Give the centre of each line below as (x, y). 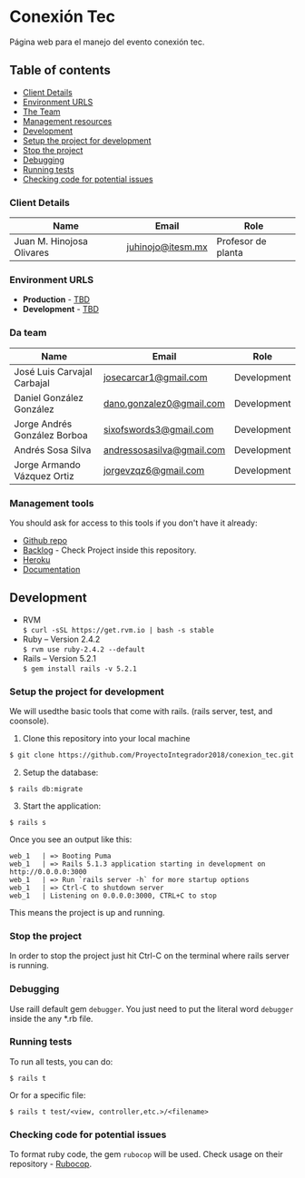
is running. (30, 966)
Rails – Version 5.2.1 (59, 658)
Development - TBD (61, 309)
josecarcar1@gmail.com (155, 377)
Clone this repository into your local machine (106, 739)
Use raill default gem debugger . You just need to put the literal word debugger (152, 1008)
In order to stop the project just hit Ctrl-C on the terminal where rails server (150, 956)
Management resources (67, 121)
